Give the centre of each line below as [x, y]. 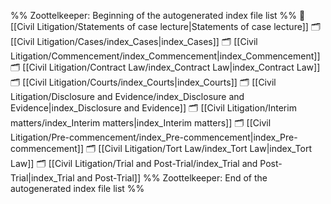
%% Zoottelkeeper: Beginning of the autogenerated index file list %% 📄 [158, 15]
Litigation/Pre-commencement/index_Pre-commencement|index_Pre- [154, 137]
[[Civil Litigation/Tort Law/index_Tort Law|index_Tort [205, 148]
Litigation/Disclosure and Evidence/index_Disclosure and [127, 96]
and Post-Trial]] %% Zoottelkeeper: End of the [172, 178]
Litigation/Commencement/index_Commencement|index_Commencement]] [165, 56]
